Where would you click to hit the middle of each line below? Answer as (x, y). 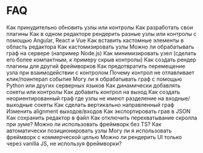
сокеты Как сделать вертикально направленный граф (104, 104)
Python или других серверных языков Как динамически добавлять (94, 85)
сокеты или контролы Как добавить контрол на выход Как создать (93, 92)
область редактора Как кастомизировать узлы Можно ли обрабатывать (100, 47)
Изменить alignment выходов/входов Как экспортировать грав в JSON (98, 111)
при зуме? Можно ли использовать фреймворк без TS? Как (84, 124)
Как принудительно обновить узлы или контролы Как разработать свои (100, 27)
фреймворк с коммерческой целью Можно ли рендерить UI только (94, 137)
